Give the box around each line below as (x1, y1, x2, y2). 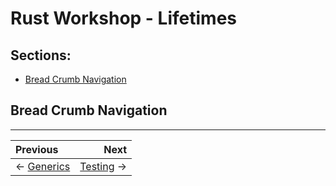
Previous (15, 142, 59, 156)
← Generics (15, 159, 71, 173)
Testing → (79, 159, 128, 173)
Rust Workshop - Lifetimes (10, 7, 237, 30)
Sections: (10, 47, 72, 64)
